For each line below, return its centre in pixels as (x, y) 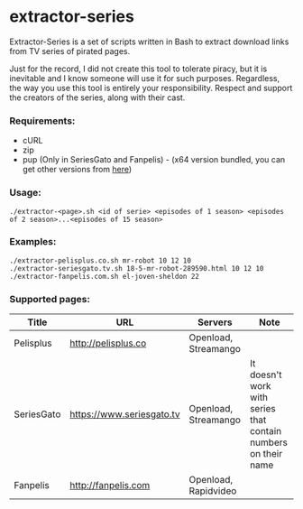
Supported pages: (50, 299)
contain (266, 431)
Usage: (26, 193)
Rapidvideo (213, 491)
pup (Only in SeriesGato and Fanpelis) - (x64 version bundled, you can (154, 160)
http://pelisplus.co (108, 343)
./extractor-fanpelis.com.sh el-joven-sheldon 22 (105, 276)
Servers (215, 322)
